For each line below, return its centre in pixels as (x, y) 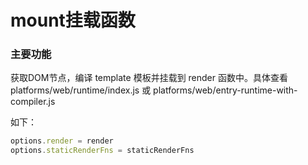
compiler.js (33, 102)
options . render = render (62, 141)
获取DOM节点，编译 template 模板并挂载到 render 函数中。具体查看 (149, 78)
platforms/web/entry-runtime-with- (225, 90)
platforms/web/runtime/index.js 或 (81, 90)
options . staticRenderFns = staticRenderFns (102, 151)
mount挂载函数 (73, 20)
